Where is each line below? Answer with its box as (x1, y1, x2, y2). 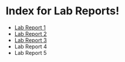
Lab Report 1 (14, 24, 46, 31)
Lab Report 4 (14, 43, 48, 50)
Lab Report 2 (14, 30, 47, 37)
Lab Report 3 (14, 36, 47, 44)
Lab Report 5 (14, 49, 47, 56)
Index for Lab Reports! (5, 4, 120, 18)
